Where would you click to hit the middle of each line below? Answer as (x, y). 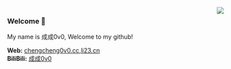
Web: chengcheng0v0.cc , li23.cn (54, 51)
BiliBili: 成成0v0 (30, 59)
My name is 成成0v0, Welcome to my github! (70, 37)
